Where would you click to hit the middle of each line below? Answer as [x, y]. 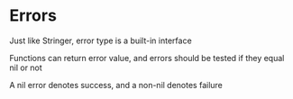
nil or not [26, 67]
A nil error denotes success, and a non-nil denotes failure [116, 85]
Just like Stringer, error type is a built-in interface [101, 40]
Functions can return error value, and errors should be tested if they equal [147, 58]
